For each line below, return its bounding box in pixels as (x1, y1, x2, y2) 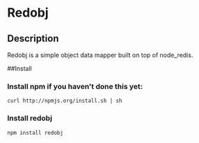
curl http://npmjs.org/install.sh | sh (7, 97, 123, 105)
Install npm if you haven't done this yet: (7, 81, 144, 91)
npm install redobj (7, 129, 64, 136)
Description (7, 33, 59, 44)
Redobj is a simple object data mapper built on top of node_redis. (7, 51, 193, 59)
